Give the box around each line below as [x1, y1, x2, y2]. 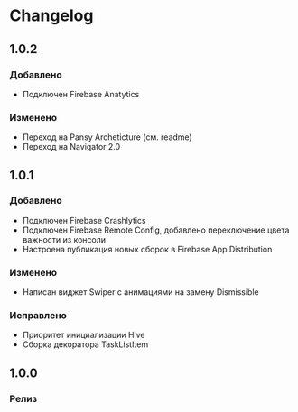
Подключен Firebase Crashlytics [22, 215, 146, 225]
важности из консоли [22, 233, 107, 244]
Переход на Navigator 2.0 [22, 142, 121, 152]
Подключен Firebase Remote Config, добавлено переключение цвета [22, 224, 290, 235]
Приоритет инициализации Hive [22, 330, 146, 341]
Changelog [9, 5, 94, 26]
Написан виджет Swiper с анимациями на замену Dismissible [22, 287, 259, 298]
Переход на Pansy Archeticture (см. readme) [22, 132, 192, 142]
